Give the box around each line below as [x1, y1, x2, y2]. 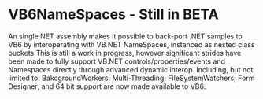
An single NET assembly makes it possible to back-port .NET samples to [8, 31, 243, 41]
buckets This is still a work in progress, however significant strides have [8, 48, 242, 57]
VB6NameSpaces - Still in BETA [8, 5, 219, 24]
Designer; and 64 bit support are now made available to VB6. [8, 81, 206, 91]
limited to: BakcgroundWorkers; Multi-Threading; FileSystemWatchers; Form [8, 73, 255, 82]
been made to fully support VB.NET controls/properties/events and [8, 57, 226, 66]
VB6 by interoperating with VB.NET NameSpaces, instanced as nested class [8, 39, 255, 49]
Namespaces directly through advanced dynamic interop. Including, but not [8, 64, 254, 74]
